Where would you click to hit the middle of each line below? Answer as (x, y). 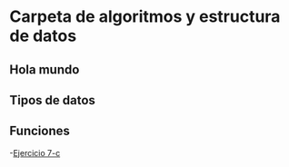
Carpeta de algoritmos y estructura (145, 17)
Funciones (40, 131)
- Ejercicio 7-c (35, 152)
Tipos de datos (52, 100)
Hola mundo (45, 69)
